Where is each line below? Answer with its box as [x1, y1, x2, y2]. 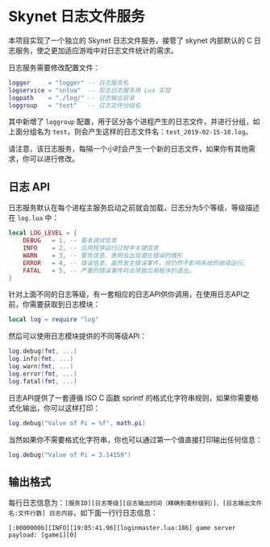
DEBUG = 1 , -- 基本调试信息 [23, 237, 117, 245]
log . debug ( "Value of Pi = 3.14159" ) [8, 450, 131, 459]
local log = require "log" [8, 316, 99, 324]
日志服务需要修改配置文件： [8, 62, 101, 73]
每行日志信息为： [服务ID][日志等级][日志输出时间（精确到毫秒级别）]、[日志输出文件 [8, 498, 263, 508]
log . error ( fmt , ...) [8, 370, 78, 378]
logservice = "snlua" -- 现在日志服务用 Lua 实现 [8, 86, 171, 94]
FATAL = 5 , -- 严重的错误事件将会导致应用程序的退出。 [23, 267, 195, 275]
